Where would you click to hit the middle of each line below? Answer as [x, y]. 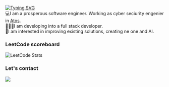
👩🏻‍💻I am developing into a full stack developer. [54, 26]
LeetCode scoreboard [33, 44]
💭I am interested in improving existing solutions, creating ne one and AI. [80, 31]
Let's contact [22, 68]
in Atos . [13, 21]
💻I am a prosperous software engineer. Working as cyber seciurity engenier [84, 13]
